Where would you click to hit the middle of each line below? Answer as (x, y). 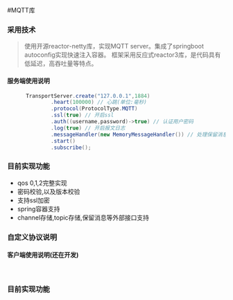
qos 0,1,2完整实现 (42, 183)
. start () (63, 141)
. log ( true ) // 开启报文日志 (88, 128)
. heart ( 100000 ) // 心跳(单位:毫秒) (99, 103)
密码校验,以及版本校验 (49, 191)
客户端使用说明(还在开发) (43, 255)
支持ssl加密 (33, 200)
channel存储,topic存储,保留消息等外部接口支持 (83, 218)
